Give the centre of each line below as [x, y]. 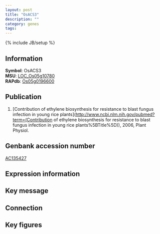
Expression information [43, 174]
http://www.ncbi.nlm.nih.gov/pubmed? [115, 114]
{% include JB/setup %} [30, 43]
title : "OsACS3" [22, 15]
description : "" [22, 19]
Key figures [24, 225]
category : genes [22, 24]
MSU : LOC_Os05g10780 [30, 76]
